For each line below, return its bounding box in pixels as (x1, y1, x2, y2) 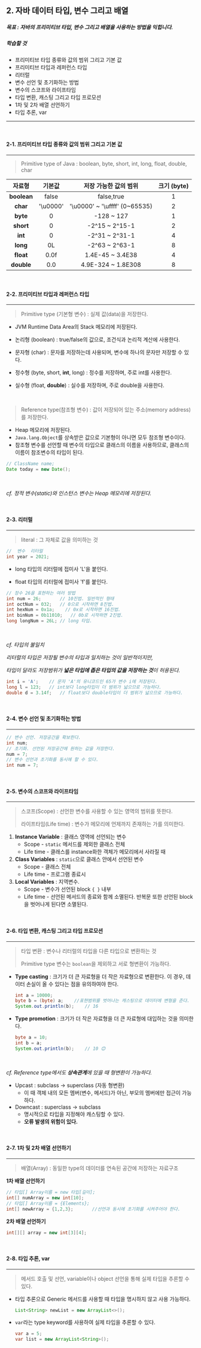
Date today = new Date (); (6, 467, 71, 473)
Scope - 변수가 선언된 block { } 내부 (23, 885, 112, 893)
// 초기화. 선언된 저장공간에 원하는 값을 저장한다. (6, 746, 115, 752)
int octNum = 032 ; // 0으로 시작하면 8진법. (6, 601, 115, 607)
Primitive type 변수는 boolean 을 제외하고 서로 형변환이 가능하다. (20, 960, 171, 967)
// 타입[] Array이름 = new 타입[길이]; (6, 1190, 96, 1196)
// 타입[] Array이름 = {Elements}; (6, 1200, 90, 1206)
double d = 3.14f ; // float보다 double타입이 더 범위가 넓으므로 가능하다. (6, 689, 184, 696)
